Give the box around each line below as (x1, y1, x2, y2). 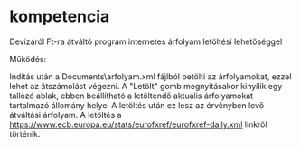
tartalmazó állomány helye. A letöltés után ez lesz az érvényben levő (9, 99, 265, 110)
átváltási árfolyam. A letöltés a (9, 109, 122, 120)
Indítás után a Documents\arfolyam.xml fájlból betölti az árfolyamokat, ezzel (9, 70, 292, 82)
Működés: (9, 53, 47, 64)
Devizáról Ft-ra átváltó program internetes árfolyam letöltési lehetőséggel (9, 36, 283, 47)
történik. (9, 128, 41, 139)
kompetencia (9, 6, 110, 27)
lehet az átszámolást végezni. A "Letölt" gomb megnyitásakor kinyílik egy (9, 80, 283, 91)
